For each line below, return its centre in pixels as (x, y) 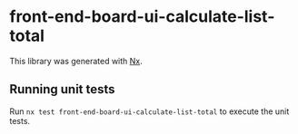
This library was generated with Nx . (76, 61)
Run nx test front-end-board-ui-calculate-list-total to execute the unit (149, 111)
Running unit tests (62, 89)
